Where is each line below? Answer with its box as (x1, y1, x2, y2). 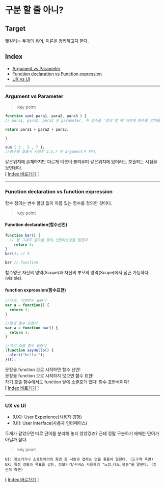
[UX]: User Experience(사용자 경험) (12, 414, 82, 420)
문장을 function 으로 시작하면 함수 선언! (5, 367, 81, 372)
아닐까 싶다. (5, 437, 28, 443)
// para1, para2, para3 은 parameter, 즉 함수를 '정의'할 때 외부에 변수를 (5, 118, 148, 123)
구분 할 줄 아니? (5, 4, 64, 16)
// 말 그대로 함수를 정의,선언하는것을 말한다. (9, 237, 90, 242)
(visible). (5, 275, 23, 281)
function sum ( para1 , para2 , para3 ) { (5, 114, 87, 118)
